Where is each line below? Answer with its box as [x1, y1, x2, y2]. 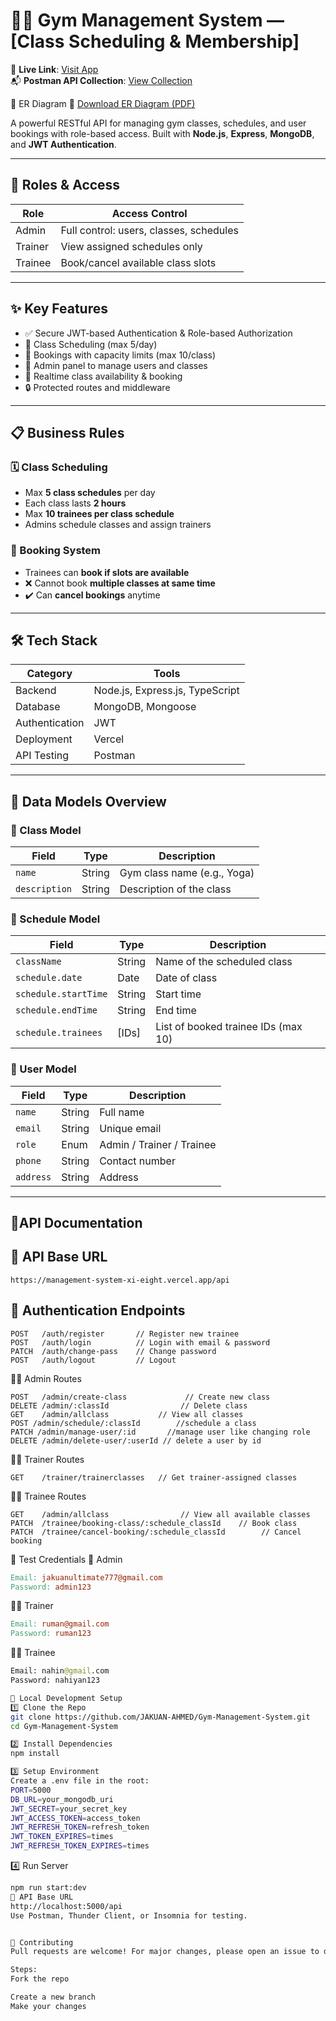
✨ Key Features [10, 300, 108, 318]
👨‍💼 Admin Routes [10, 1372, 82, 1384]
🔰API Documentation [10, 1215, 143, 1232]
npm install [10, 1749, 60, 1759]
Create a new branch [10, 1992, 97, 2003]
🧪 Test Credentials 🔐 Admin [10, 1553, 123, 1565]
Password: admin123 [10, 1582, 92, 1592]
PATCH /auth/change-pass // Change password [10, 1346, 217, 1356]
